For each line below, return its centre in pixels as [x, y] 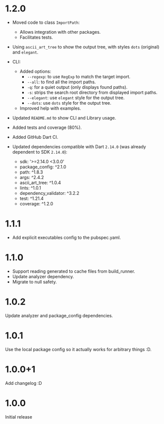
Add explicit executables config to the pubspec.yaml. [67, 237]
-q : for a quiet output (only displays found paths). [77, 87]
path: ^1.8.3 [31, 172]
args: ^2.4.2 [32, 177]
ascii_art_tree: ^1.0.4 [40, 182]
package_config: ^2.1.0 [43, 167]
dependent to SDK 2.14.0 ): [40, 152]
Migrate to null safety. [34, 282]
